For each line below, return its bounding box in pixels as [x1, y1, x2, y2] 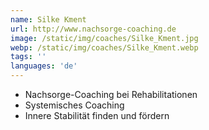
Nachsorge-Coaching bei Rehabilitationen [24, 89, 198, 100]
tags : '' [10, 52, 47, 62]
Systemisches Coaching [24, 99, 125, 111]
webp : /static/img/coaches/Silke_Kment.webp [10, 42, 199, 53]
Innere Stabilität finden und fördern [24, 110, 170, 121]
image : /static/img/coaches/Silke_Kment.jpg [10, 33, 199, 43]
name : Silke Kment [10, 14, 87, 25]
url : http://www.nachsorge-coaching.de [10, 24, 177, 34]
